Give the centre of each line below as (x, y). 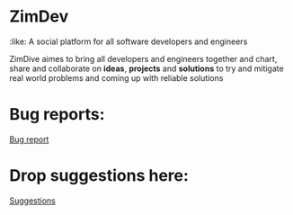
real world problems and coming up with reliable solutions (116, 77)
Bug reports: (57, 115)
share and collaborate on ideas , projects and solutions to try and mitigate (147, 68)
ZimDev (39, 17)
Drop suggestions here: (99, 176)
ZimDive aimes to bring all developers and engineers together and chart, (143, 58)
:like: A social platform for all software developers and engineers (129, 41)
